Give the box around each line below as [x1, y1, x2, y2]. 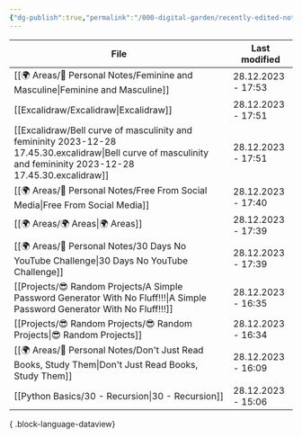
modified [241, 53, 280, 66]
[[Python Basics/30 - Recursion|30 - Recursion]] [13, 389, 225, 402]
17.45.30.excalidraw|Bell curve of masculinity [13, 146, 209, 158]
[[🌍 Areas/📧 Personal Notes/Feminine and [13, 68, 193, 81]
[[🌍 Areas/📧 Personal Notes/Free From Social [13, 183, 208, 196]
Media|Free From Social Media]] [13, 199, 150, 211]
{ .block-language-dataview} [9, 418, 116, 429]
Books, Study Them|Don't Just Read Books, [13, 358, 199, 371]
